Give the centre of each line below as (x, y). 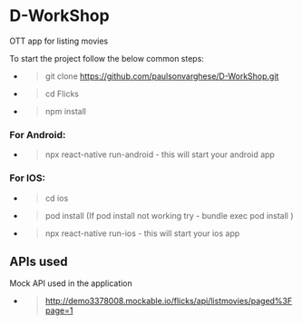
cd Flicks (62, 94)
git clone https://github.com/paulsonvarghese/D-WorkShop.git (162, 76)
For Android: (38, 134)
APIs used (39, 261)
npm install (65, 111)
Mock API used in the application (71, 283)
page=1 (59, 310)
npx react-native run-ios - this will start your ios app (142, 233)
